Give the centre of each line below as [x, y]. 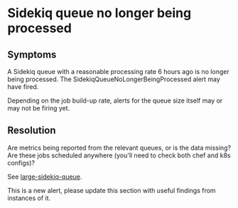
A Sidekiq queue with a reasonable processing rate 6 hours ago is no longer [118, 72]
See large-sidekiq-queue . [45, 177]
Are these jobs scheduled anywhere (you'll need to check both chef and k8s [119, 155]
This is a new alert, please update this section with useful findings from [112, 190]
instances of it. [29, 198]
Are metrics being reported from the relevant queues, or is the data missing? [119, 147]
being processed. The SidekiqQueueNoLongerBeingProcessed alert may [114, 79]
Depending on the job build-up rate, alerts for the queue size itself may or [115, 100]
